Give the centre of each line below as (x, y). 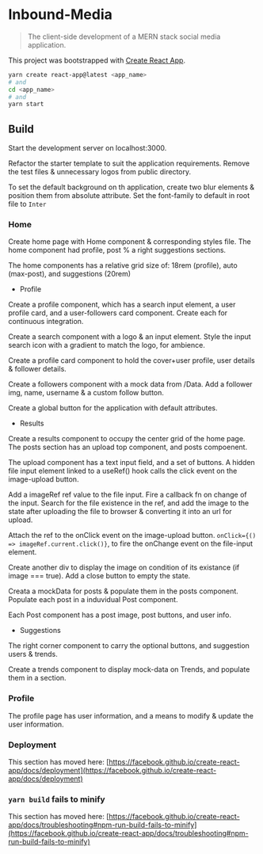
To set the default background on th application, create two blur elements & (131, 187)
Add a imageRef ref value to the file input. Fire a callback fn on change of (128, 495)
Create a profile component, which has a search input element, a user (122, 305)
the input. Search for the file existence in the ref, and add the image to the (129, 503)
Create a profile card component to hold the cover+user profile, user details (131, 360)
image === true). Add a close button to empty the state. (99, 576)
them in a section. (37, 678)
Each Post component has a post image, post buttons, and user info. (120, 615)
